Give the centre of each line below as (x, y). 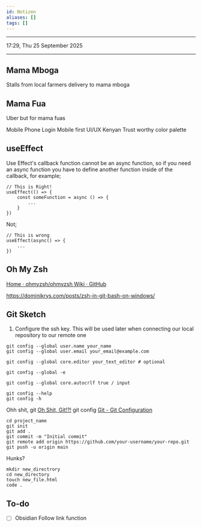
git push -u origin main (37, 447)
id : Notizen (21, 12)
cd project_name (26, 421)
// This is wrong (28, 235)
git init (17, 426)
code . (14, 485)
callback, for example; (34, 175)
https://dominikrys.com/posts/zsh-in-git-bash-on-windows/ (81, 296)
